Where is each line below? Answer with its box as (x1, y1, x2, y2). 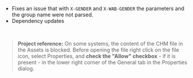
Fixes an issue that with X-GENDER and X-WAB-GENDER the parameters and (11, 5, 185, 12)
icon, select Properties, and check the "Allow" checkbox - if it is (17, 53, 176, 59)
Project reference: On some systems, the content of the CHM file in (17, 40, 183, 47)
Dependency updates (11, 18, 64, 24)
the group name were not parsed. (11, 11, 93, 18)
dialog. (17, 65, 35, 72)
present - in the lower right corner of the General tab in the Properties (17, 59, 188, 66)
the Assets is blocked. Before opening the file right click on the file (17, 46, 179, 53)
